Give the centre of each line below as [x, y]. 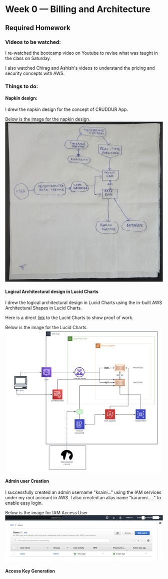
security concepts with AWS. [35, 73]
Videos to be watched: [33, 42]
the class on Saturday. [28, 58]
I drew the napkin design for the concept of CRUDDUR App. [67, 109]
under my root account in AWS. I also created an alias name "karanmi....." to [83, 497]
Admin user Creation [27, 481]
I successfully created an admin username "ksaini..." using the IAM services [83, 492]
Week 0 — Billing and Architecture [78, 9]
